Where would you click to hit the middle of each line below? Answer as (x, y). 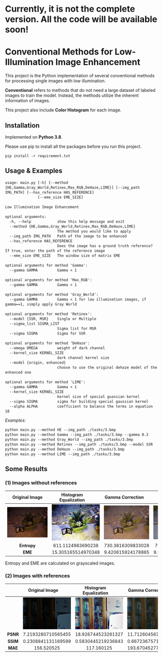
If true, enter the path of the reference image (55, 251)
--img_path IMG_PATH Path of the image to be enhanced (68, 236)
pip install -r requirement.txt (38, 156)
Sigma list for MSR (77, 328)
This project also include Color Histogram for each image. (63, 110)
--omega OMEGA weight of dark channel (57, 348)
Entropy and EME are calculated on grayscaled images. (60, 563)
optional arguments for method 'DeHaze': (48, 343)
